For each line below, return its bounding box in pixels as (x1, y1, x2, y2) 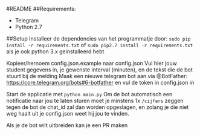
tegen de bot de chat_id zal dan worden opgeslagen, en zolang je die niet (6, 104, 189, 111)
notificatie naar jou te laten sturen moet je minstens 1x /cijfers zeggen (6, 97, 184, 104)
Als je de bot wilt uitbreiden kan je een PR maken (6, 122, 128, 129)
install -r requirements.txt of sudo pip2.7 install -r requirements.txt (6, 42, 193, 48)
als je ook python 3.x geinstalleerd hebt (6, 48, 105, 55)
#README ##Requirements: (6, 5, 76, 12)
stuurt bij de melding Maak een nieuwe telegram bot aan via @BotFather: (6, 73, 188, 79)
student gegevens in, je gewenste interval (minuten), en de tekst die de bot (6, 66, 193, 73)
